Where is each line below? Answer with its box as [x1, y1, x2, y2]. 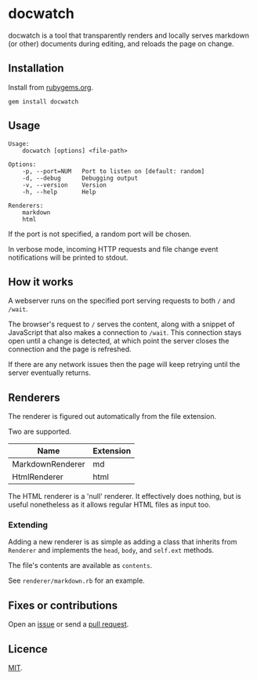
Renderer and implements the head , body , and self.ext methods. [8, 546, 214, 555]
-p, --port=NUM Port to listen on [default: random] [22, 167, 205, 175]
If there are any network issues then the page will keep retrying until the [8, 360, 241, 369]
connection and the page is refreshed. [8, 344, 132, 354]
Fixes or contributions [8, 598, 118, 612]
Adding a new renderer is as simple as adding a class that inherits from [8, 537, 237, 547]
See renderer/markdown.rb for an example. [8, 576, 145, 585]
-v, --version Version [22, 181, 107, 189]
